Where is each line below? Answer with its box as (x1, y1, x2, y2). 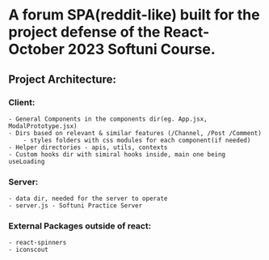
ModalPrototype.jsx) (8, 121, 78, 130)
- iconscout (8, 245, 48, 254)
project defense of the (8, 23, 161, 41)
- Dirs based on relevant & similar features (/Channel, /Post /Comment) (8, 129, 263, 137)
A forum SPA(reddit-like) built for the (8, 6, 260, 24)
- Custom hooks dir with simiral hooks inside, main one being (8, 150, 226, 159)
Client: (8, 96, 36, 108)
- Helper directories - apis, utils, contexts (8, 143, 168, 151)
